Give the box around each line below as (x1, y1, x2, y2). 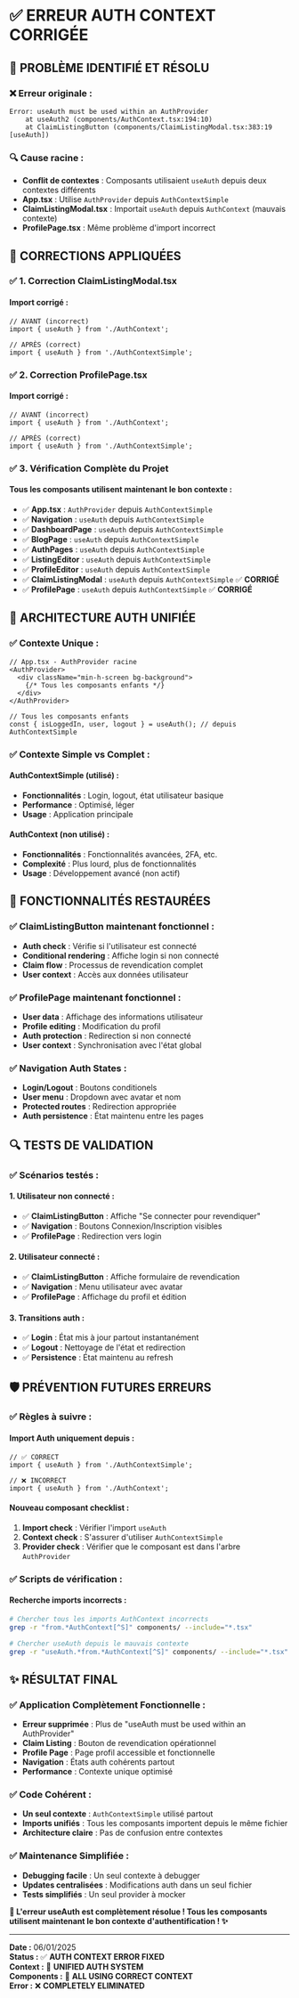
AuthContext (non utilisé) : (9, 829, 109, 840)
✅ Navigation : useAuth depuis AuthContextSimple (21, 514, 205, 524)
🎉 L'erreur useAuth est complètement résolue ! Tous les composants (9, 1906, 268, 1917)
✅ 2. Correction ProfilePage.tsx (9, 369, 149, 381)
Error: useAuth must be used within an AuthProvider (9, 107, 209, 116)
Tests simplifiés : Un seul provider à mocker (21, 1888, 186, 1899)
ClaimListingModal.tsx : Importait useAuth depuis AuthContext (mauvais (21, 204, 287, 215)
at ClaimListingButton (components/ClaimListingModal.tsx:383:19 (25, 122, 273, 132)
